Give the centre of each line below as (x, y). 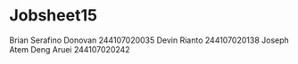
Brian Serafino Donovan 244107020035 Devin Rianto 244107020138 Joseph (149, 40)
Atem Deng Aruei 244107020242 (70, 49)
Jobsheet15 (54, 16)
